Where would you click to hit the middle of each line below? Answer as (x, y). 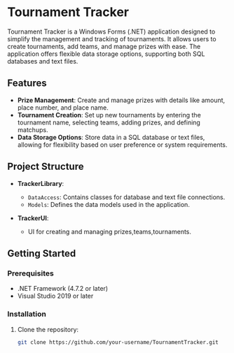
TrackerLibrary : (41, 183)
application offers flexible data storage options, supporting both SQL (106, 54)
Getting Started (42, 253)
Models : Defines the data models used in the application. (109, 204)
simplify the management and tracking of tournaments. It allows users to (112, 38)
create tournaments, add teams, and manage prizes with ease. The (104, 46)
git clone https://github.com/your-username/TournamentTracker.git (118, 342)
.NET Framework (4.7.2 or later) (63, 289)
